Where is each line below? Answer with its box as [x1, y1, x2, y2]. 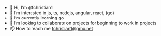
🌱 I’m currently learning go [9, 15, 64, 20]
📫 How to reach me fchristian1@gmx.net [9, 26, 93, 31]
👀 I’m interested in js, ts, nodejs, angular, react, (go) [9, 10, 114, 16]
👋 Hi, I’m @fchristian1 [9, 5, 53, 10]
